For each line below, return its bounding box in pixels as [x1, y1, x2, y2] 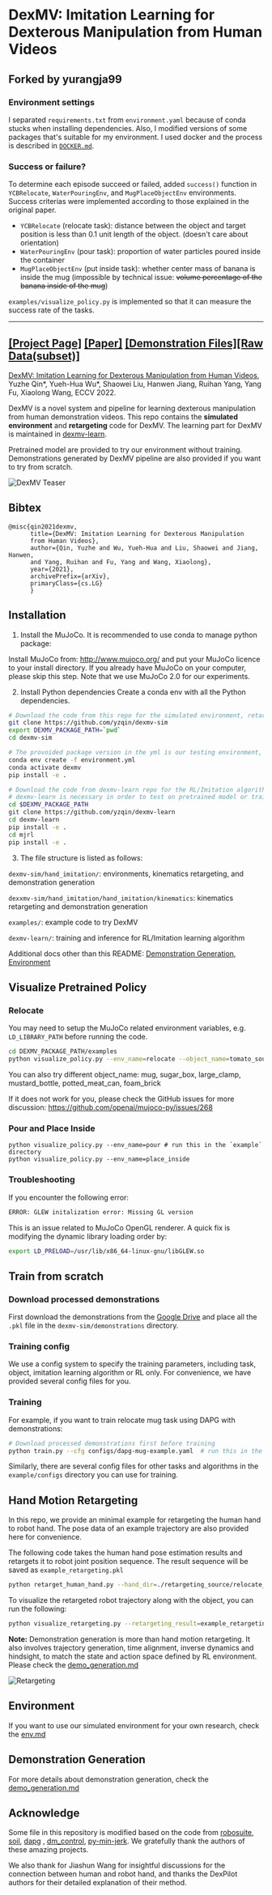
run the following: [8, 1604, 67, 1614]
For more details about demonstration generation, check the [8, 1774, 209, 1784]
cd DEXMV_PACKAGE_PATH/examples [8, 1047, 117, 1056]
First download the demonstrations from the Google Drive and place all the [8, 1312, 257, 1322]
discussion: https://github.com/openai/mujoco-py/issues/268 [8, 1103, 213, 1112]
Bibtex [8, 501, 42, 515]
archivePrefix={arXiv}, [29, 572, 111, 580]
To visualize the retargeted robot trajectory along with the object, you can [8, 1595, 253, 1605]
